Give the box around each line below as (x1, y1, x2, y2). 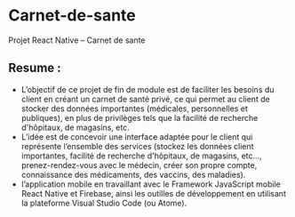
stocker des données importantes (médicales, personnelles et (20, 103, 248, 114)
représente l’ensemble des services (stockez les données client (20, 141, 254, 151)
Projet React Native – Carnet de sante (8, 35, 146, 45)
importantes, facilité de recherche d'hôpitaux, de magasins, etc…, (20, 150, 263, 161)
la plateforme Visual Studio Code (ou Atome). (20, 197, 187, 208)
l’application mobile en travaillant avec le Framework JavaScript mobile (20, 179, 281, 189)
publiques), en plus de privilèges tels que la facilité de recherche (20, 112, 259, 123)
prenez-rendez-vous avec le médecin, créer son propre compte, (20, 159, 258, 170)
